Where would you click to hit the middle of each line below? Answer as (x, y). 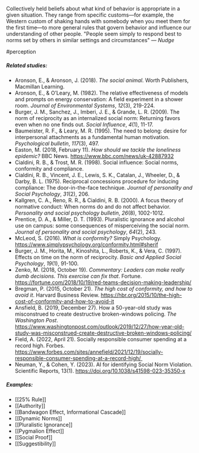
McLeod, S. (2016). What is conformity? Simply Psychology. (88, 238)
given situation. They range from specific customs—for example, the (90, 15)
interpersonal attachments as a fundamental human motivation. (92, 137)
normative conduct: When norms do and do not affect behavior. (93, 206)
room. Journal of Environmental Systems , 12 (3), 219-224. (85, 105)
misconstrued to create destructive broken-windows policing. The (96, 314)
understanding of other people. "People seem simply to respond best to (94, 34)
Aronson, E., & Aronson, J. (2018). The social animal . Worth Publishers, (102, 80)
